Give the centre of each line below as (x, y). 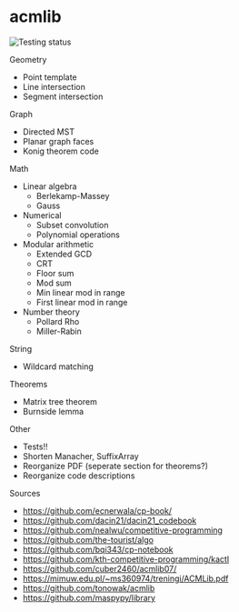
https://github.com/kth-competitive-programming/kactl (126, 559)
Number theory (51, 312)
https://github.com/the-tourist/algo (88, 539)
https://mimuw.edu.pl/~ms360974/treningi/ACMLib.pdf (125, 578)
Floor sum (55, 273)
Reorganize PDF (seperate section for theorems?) (115, 466)
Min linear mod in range (80, 292)
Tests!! (35, 446)
